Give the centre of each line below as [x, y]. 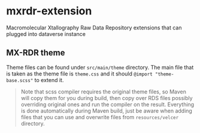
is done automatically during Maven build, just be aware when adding [107, 111]
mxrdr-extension [49, 11]
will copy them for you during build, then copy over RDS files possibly [107, 98]
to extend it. [49, 80]
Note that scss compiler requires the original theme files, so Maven [104, 92]
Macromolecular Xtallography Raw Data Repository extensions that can [94, 28]
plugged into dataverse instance [46, 34]
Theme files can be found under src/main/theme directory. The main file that [100, 67]
